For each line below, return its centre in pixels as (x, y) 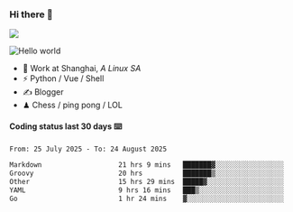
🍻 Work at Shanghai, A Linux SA (82, 69)
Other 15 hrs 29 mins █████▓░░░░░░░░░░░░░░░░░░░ (146, 182)
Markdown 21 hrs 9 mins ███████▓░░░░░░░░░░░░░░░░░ (146, 165)
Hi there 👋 (32, 14)
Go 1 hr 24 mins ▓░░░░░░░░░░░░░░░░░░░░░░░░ (146, 198)
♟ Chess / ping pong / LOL (73, 105)
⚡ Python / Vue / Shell (63, 78)
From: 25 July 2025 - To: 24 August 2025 (88, 149)
